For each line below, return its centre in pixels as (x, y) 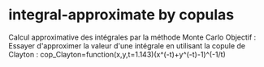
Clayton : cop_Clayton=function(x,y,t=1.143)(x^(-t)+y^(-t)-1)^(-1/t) (117, 54)
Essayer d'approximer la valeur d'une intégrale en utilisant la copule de (127, 45)
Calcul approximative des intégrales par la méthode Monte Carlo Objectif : (132, 37)
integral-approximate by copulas (121, 15)
